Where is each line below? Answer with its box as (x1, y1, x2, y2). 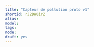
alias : (5, 16, 19, 21)
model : (5, 21, 19, 26)
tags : (5, 25, 16, 30)
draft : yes (5, 35, 28, 40)
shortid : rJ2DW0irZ (5, 12, 46, 17)
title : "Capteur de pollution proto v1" (5, 7, 90, 12)
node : (5, 30, 16, 35)
